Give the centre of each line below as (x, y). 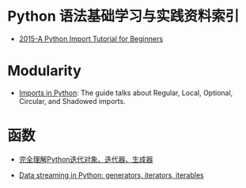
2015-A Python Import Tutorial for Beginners (91, 38)
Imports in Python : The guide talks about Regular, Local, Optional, (126, 93)
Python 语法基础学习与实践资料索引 (123, 16)
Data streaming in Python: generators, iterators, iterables (111, 175)
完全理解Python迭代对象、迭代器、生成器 (86, 159)
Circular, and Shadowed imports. (72, 101)
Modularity (45, 71)
